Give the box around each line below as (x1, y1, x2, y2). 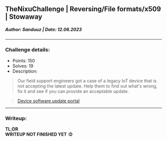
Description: (12, 68, 38, 74)
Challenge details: (5, 47, 50, 53)
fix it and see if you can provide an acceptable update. (17, 88, 129, 94)
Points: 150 (12, 57, 35, 63)
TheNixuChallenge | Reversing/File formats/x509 (5, 5, 162, 13)
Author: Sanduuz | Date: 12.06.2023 (5, 26, 82, 32)
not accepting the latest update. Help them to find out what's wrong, (17, 83, 158, 89)
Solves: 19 (12, 63, 34, 69)
